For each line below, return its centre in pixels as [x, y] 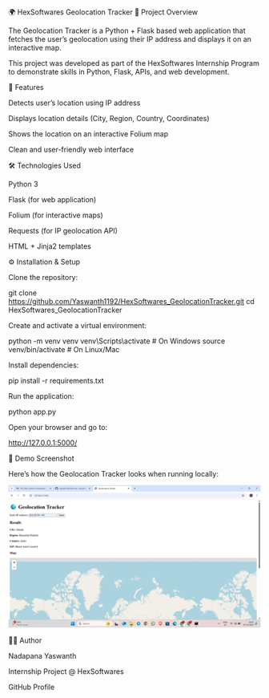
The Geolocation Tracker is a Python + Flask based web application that [127, 30]
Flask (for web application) [52, 199]
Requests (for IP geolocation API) [63, 231]
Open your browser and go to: [58, 427]
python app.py [32, 412]
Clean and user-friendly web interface [71, 149]
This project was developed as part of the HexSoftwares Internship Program [134, 63]
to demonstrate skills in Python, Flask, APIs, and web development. [119, 72]
